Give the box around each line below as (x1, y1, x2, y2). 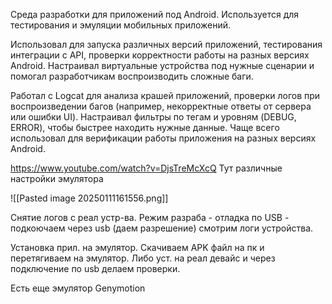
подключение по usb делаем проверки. (10, 263, 181, 274)
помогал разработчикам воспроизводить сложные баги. (10, 70, 254, 82)
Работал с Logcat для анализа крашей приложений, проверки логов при (10, 90, 321, 101)
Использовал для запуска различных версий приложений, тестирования (10, 39, 323, 50)
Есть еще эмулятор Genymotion (10, 282, 146, 294)
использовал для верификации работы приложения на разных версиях (10, 132, 317, 144)
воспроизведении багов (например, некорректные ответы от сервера (10, 100, 312, 112)
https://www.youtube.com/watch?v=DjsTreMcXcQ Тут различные (10, 162, 283, 174)
